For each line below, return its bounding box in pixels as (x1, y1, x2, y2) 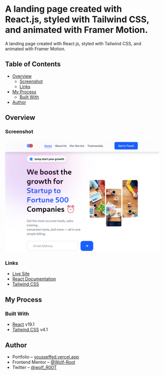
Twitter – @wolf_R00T (12, 364, 57, 370)
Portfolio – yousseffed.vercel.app (12, 354, 79, 360)
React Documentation (12, 276, 56, 282)
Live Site (12, 271, 30, 277)
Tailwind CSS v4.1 (12, 327, 48, 333)
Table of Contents (5, 60, 61, 68)
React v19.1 (12, 321, 35, 327)
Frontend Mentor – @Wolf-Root (12, 359, 75, 365)
